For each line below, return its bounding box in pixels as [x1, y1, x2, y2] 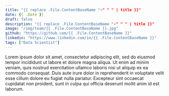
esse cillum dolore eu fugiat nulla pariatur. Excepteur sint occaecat [5, 75, 144, 81]
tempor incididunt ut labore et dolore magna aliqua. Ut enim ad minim [5, 59, 149, 65]
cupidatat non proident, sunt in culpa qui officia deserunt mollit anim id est [5, 80, 160, 86]
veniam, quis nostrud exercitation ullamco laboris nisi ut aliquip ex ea [5, 64, 148, 70]
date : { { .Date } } [5, 12, 44, 17]
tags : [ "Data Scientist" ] [5, 40, 60, 45]
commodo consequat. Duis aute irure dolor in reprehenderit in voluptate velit [5, 70, 164, 76]
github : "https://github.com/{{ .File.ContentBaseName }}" [5, 31, 132, 36]
